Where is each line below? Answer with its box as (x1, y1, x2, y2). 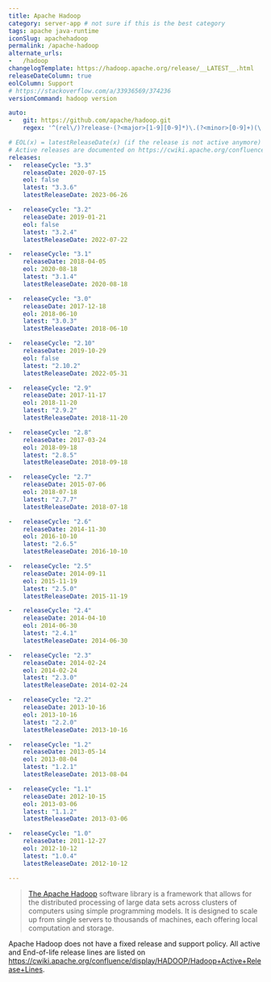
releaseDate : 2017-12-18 (23, 302, 106, 311)
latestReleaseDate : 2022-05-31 (23, 369, 128, 378)
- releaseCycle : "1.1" (8, 784, 92, 793)
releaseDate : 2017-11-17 (23, 391, 106, 399)
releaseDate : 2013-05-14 (23, 748, 106, 756)
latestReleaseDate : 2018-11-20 (23, 414, 128, 422)
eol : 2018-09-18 (23, 443, 78, 452)
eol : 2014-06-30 (23, 622, 78, 630)
